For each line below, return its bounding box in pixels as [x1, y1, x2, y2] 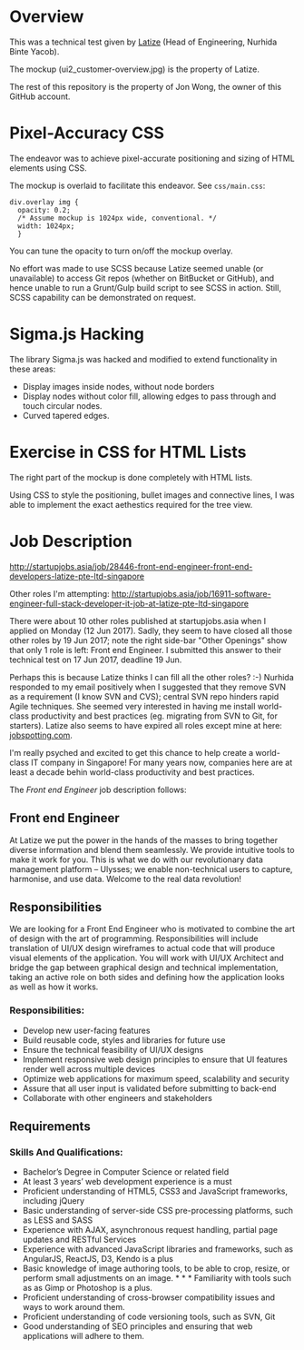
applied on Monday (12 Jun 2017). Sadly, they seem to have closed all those [9, 625, 293, 636]
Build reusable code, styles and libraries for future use [22, 1034, 226, 1046]
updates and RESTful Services [22, 1234, 137, 1246]
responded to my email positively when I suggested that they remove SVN [9, 681, 287, 692]
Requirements [9, 1119, 91, 1134]
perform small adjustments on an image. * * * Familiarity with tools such [22, 1273, 292, 1284]
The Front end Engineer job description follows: [9, 784, 188, 795]
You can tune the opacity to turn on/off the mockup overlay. [9, 245, 233, 256]
